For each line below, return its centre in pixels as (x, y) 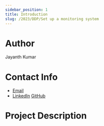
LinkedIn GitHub (29, 96)
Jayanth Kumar (21, 57)
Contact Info (32, 77)
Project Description (46, 116)
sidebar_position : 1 (27, 10)
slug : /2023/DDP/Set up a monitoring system (52, 19)
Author (20, 43)
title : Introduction (27, 14)
